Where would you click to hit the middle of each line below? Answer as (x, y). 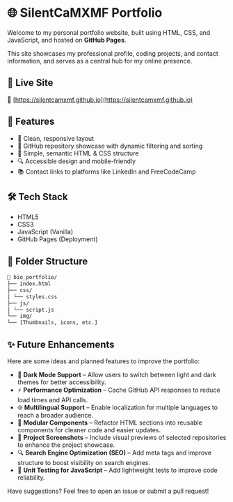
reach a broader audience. (55, 415)
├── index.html (29, 284)
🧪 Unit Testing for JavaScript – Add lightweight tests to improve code (117, 470)
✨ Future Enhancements (61, 344)
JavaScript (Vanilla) (45, 232)
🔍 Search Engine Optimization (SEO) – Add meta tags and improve (114, 452)
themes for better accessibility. (62, 382)
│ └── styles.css (32, 297)
